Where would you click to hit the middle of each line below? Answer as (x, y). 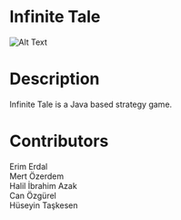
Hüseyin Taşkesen (44, 205)
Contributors (59, 141)
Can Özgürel (33, 195)
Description (55, 79)
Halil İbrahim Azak (43, 185)
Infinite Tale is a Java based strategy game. (91, 104)
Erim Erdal (29, 166)
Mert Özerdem (37, 176)
